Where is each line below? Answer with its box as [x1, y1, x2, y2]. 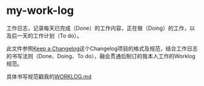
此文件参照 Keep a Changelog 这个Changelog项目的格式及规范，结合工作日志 [6, 45, 199, 52]
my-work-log [6, 4, 75, 18]
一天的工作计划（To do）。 [16, 31, 82, 39]
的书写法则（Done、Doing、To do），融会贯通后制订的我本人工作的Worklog [6, 52, 195, 59]
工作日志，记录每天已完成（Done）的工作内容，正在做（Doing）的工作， [6, 24, 190, 31]
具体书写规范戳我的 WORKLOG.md [6, 73, 92, 80]
